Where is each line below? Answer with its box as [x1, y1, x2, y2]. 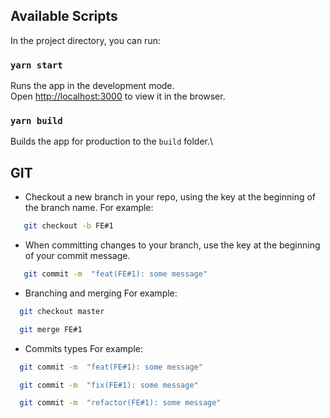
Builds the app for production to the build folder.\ [10, 135, 214, 148]
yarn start [10, 59, 63, 71]
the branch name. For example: [24, 202, 154, 214]
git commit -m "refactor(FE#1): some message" [19, 398, 222, 408]
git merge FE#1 [19, 324, 83, 334]
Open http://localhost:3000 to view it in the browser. [10, 90, 226, 103]
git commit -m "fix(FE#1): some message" [19, 380, 199, 390]
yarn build [10, 115, 63, 127]
